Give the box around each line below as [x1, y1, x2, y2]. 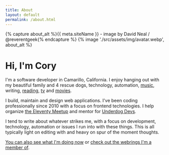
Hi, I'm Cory [5, 60, 57, 72]
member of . [5, 144, 30, 151]
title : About [5, 7, 33, 13]
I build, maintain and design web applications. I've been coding [5, 98, 138, 104]
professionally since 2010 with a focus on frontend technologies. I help [5, 103, 154, 109]
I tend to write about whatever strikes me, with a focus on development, [5, 118, 156, 124]
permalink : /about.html [5, 17, 56, 22]
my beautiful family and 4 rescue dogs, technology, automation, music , [5, 82, 155, 88]
